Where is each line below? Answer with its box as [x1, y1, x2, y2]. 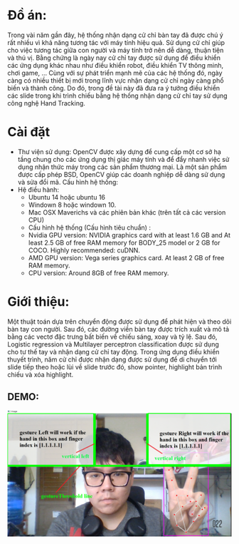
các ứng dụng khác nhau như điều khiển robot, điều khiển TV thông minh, [7, 61, 224, 69]
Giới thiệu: [7, 294, 70, 310]
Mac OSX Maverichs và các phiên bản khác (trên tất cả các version [28, 207, 226, 217]
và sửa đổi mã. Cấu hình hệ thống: [17, 178, 119, 186]
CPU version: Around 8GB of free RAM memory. [28, 268, 169, 277]
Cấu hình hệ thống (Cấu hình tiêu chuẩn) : [28, 223, 152, 232]
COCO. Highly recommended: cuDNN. [28, 246, 141, 255]
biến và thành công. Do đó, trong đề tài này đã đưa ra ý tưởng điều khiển [7, 83, 221, 92]
